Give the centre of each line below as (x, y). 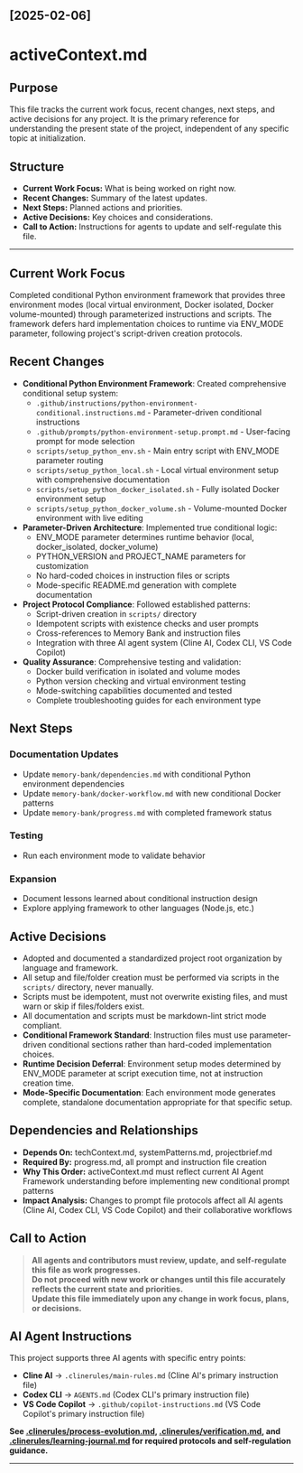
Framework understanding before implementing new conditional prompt (156, 1181)
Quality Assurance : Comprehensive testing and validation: (132, 662)
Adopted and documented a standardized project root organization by (152, 958)
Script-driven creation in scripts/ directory (116, 613)
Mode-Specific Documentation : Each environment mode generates (149, 1092)
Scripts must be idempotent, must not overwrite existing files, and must (155, 996)
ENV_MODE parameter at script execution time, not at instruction (142, 1073)
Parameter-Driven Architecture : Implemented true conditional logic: (150, 527)
